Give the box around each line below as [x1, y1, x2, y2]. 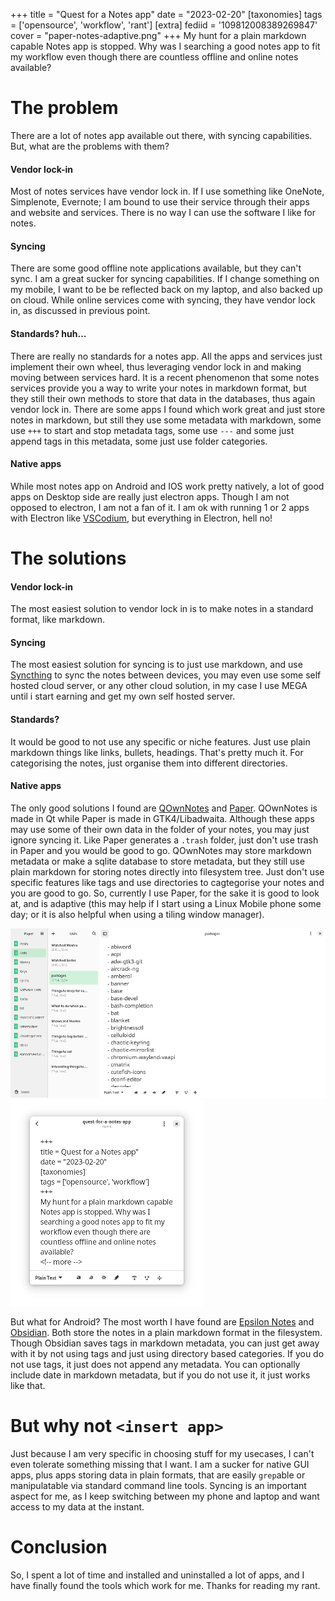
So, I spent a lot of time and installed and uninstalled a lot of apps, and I [10, 1569, 305, 1581]
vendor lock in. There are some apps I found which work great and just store [10, 403, 326, 415]
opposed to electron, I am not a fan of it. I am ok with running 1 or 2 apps [10, 501, 310, 513]
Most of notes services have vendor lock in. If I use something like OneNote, [10, 185, 325, 198]
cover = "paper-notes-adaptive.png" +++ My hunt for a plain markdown [10, 30, 307, 41]
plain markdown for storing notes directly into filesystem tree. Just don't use [10, 865, 325, 878]
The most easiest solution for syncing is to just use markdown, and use [10, 659, 303, 671]
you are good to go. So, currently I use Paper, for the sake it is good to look [10, 887, 320, 899]
